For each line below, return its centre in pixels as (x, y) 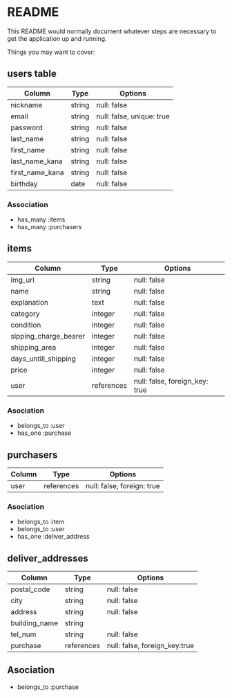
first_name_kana (37, 172)
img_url (22, 280)
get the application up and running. (57, 38)
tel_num (23, 634)
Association (28, 204)
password (27, 127)
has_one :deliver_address (53, 537)
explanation (29, 302)
